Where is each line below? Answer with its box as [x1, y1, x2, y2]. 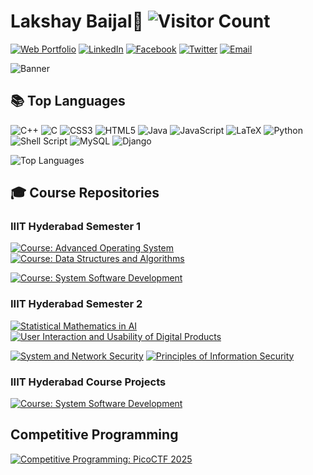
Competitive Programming [10, 426, 179, 444]
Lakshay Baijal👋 [10, 10, 144, 33]
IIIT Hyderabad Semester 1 [10, 220, 142, 234]
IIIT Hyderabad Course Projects [10, 375, 167, 389]
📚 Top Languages [10, 93, 126, 110]
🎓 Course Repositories [10, 185, 160, 202]
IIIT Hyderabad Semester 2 [10, 297, 143, 311]
